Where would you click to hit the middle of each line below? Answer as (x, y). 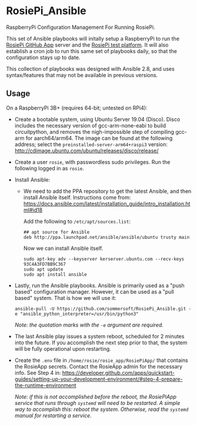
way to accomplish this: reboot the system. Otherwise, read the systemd (101, 409)
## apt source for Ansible (56, 232)
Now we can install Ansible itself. (63, 248)
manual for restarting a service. (53, 415)
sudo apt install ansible (55, 274)
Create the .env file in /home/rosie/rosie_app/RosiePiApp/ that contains (101, 360)
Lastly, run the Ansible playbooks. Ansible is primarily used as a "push (100, 285)
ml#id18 (33, 210)
